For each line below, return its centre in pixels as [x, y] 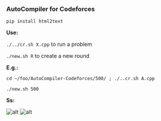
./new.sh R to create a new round [48, 56]
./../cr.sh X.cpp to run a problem [49, 45]
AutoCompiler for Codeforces [51, 9]
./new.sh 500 [23, 89]
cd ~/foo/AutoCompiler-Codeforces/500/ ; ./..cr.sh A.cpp [80, 79]
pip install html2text [35, 22]
